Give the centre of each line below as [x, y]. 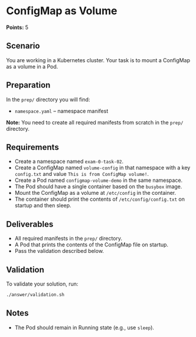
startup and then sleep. [43, 206]
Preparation [28, 85]
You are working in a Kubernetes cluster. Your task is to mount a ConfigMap [98, 60]
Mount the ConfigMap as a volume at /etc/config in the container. [95, 193]
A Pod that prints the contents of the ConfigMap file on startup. [92, 245]
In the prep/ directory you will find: [48, 100]
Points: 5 [17, 27]
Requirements [32, 147]
